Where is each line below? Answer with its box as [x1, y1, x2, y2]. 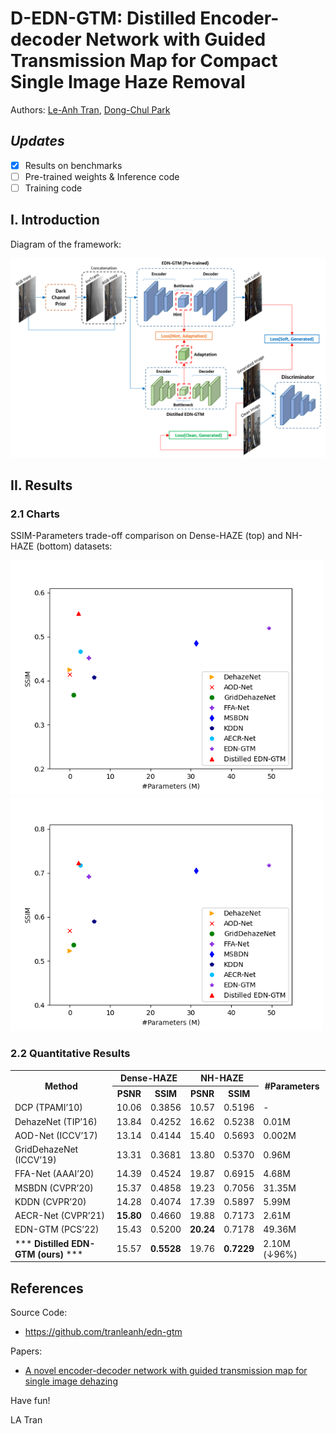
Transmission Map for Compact [10, 50, 278, 72]
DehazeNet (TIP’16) [14, 1115, 98, 1127]
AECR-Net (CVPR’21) [14, 1210, 106, 1222]
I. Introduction [10, 212, 100, 229]
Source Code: [10, 1306, 68, 1318]
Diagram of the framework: [10, 238, 122, 250]
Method [44, 1080, 78, 1092]
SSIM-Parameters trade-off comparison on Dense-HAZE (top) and [10, 530, 283, 542]
